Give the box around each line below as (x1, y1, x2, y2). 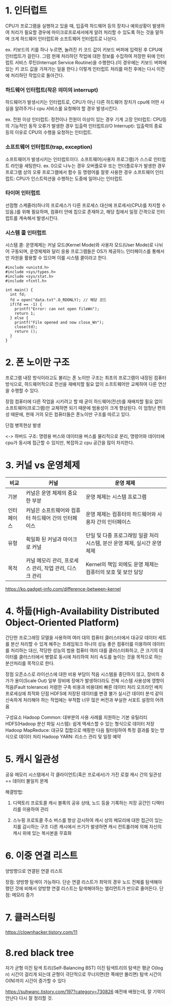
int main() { (5, 288, 33, 293)
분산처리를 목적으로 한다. (5, 660, 55, 666)
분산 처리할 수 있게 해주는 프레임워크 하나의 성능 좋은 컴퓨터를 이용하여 (10, 641, 152, 647)
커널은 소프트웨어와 (26, 507, 70, 514)
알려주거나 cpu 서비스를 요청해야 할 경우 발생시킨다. (14, 105, 119, 112)
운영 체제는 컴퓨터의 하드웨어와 (85, 510, 156, 518)
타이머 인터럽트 (5, 189, 41, 197)
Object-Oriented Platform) (5, 617, 119, 628)
